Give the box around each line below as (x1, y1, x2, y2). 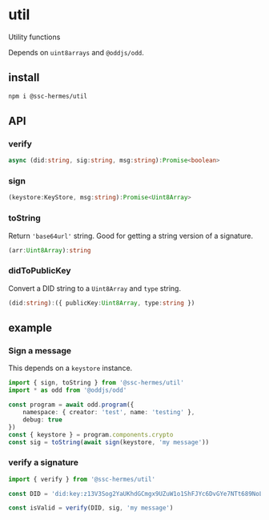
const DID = (8, 490, 48, 498)
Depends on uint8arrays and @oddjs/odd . (8, 47, 144, 57)
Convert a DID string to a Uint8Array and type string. (8, 283, 182, 293)
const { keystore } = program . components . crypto (8, 430, 174, 438)
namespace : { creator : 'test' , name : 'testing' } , (22, 409, 195, 417)
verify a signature (8, 457, 78, 468)
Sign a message (8, 345, 72, 357)
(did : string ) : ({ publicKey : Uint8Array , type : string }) (8, 299, 195, 307)
